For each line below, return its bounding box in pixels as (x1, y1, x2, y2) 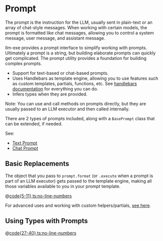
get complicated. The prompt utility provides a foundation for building (5, 55, 147, 61)
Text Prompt (12, 140, 38, 146)
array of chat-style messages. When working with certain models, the (5, 24, 147, 30)
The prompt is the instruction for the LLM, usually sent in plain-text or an (5, 19, 153, 25)
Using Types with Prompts (5, 217, 88, 225)
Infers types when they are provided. (12, 91, 88, 97)
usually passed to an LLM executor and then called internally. (5, 106, 130, 112)
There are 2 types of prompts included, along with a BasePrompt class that (5, 115, 155, 121)
